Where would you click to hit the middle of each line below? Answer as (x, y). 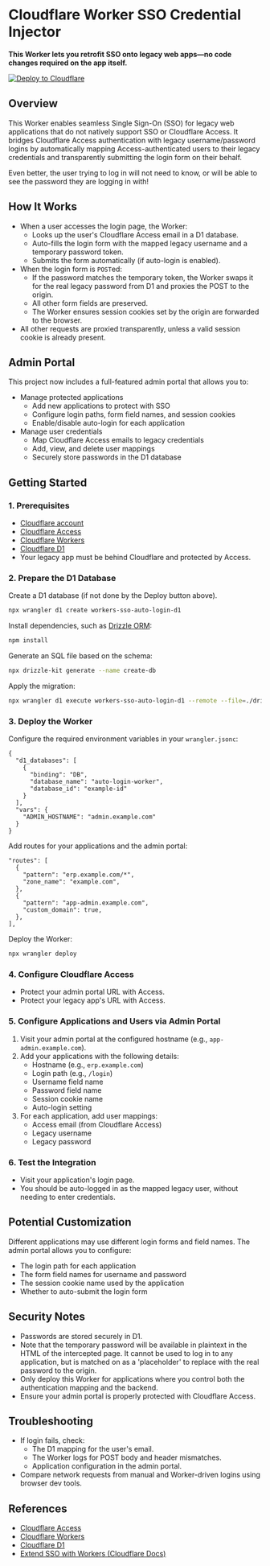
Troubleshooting (51, 1421)
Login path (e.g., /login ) (72, 1073)
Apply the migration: (42, 686)
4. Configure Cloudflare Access (71, 974)
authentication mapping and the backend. (89, 1387)
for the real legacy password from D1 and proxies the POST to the (141, 286)
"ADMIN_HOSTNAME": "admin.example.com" (90, 817)
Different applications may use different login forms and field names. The (129, 1242)
